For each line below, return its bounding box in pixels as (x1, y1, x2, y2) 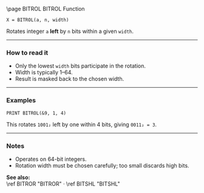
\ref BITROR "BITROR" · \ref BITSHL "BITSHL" (6, 180, 120, 188)
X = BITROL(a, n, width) (6, 17, 69, 23)
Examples (6, 96, 36, 105)
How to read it (6, 48, 49, 57)
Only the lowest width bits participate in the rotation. (15, 62, 146, 69)
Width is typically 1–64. (15, 69, 73, 76)
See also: (6, 174, 30, 181)
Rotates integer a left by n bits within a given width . (6, 27, 134, 35)
